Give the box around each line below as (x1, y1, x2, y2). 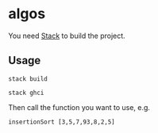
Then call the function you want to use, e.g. (8, 102, 151, 112)
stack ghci (8, 89, 44, 97)
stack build (8, 74, 48, 83)
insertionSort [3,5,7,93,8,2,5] (8, 118, 115, 126)
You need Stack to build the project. (8, 31, 125, 40)
